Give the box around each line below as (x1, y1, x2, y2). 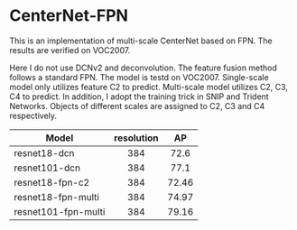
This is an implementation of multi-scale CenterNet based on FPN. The (9, 35, 273, 46)
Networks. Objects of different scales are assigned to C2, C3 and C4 (9, 100, 265, 111)
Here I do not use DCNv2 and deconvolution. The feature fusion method (9, 62, 278, 73)
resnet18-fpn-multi (14, 190, 99, 203)
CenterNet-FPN (9, 5, 129, 26)
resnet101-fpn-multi (14, 205, 106, 217)
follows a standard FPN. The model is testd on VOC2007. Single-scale (9, 71, 269, 82)
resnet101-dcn (14, 161, 81, 174)
